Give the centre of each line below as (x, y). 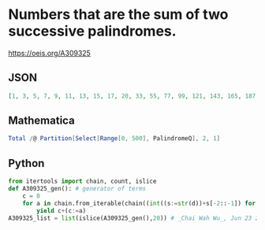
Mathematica (41, 121)
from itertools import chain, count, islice (82, 182)
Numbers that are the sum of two (118, 15)
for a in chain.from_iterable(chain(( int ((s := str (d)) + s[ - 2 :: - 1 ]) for (139, 203)
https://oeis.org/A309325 (49, 53)
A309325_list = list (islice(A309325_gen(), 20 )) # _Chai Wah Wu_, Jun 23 (130, 218)
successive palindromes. (92, 31)
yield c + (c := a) (62, 210)
